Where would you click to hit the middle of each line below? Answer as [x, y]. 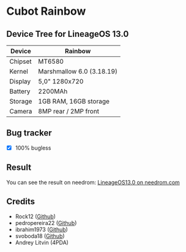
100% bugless [33, 148]
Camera [21, 111]
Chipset [20, 61]
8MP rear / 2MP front [69, 111]
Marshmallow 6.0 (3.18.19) [78, 71]
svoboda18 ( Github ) [40, 236]
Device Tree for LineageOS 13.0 [68, 34]
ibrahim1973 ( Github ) [42, 229]
